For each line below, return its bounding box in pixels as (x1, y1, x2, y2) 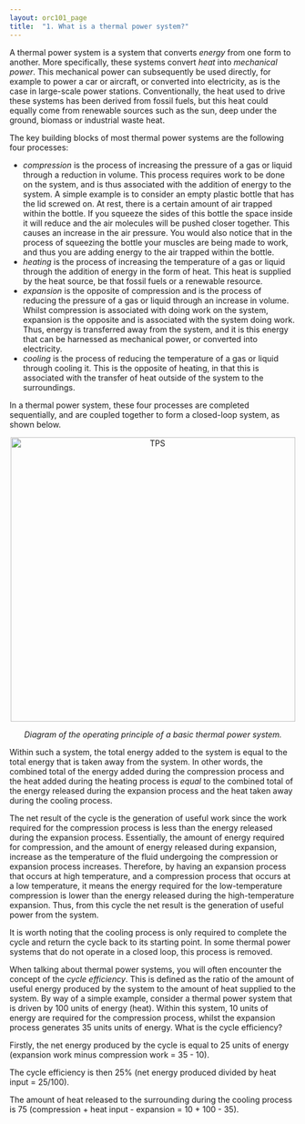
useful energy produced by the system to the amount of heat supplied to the (9, 983, 296, 994)
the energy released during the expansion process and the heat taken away (9, 785, 293, 796)
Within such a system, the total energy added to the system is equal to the (9, 746, 289, 757)
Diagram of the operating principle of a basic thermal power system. (24, 729, 282, 740)
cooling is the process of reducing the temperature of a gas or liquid (22, 352, 280, 364)
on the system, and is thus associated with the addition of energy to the (22, 178, 291, 189)
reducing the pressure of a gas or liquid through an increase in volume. (22, 295, 290, 306)
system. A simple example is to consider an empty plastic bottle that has (22, 188, 294, 199)
